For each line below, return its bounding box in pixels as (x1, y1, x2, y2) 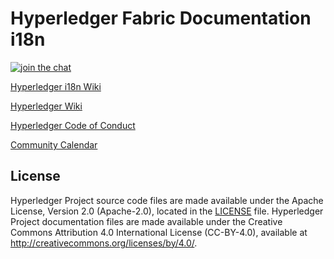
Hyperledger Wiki (10, 100, 83, 112)
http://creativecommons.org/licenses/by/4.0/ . (10, 237, 198, 249)
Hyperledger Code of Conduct (10, 119, 136, 131)
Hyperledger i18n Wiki (10, 80, 102, 92)
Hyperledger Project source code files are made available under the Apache (10, 194, 324, 206)
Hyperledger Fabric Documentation (10, 7, 312, 30)
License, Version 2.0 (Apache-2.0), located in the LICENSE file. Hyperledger (10, 205, 324, 217)
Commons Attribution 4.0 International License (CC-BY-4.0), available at (10, 226, 308, 238)
